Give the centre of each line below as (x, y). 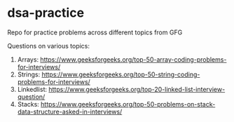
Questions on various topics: (48, 46)
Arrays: (28, 59)
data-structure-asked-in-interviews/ (70, 111)
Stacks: (28, 104)
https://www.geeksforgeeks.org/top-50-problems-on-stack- (128, 104)
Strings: (29, 74)
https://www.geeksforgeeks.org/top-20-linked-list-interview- (137, 89)
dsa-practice (46, 13)
